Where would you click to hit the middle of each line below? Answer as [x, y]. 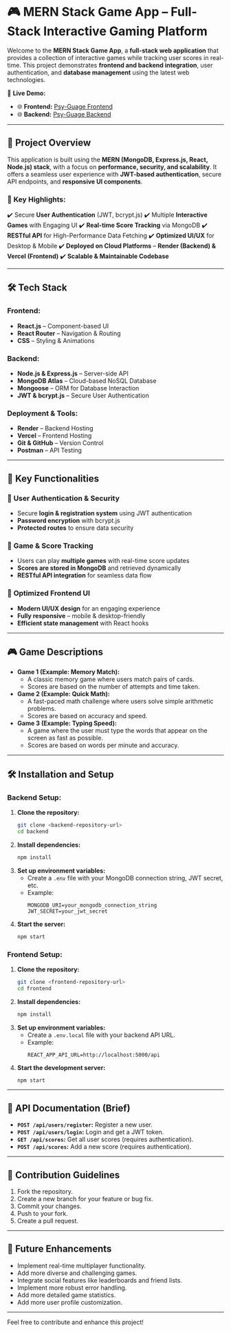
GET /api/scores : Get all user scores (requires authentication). [105, 1139]
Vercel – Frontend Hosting [54, 436]
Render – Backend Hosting [55, 428]
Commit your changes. [49, 1206]
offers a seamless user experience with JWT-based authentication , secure [114, 174]
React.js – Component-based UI [63, 326]
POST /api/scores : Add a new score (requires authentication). [104, 1147]
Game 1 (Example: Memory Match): [68, 672]
